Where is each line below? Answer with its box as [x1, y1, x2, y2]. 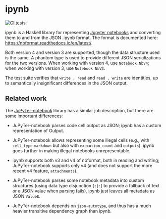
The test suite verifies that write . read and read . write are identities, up [5, 75, 159, 81]
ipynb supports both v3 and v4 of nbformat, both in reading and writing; [12, 157, 160, 163]
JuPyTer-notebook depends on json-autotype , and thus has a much [12, 203, 151, 209]
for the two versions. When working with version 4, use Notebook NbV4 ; [5, 60, 150, 66]
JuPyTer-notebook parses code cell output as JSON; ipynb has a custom [12, 122, 162, 128]
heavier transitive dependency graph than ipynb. [12, 208, 112, 214]
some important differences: [5, 113, 63, 119]
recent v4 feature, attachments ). [12, 168, 78, 174]
